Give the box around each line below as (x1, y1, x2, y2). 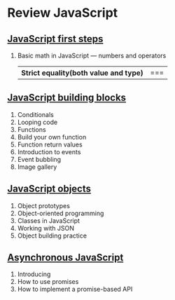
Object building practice (17, 231, 87, 240)
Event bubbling (17, 155, 62, 163)
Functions (17, 125, 47, 134)
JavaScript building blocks (7, 92, 127, 104)
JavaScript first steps (7, 33, 104, 45)
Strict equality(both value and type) (20, 68, 143, 78)
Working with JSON (17, 224, 75, 232)
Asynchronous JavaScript (7, 252, 124, 264)
